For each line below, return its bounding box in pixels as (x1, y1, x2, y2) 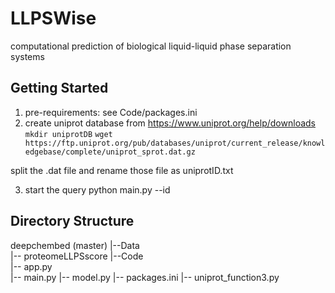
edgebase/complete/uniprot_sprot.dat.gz (24, 147, 196, 157)
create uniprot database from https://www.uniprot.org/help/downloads (24, 117, 316, 129)
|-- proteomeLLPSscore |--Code (10, 250, 144, 262)
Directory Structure (10, 213, 135, 230)
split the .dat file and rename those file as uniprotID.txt (10, 164, 234, 176)
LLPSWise (10, 7, 97, 30)
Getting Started (10, 80, 109, 97)
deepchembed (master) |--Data (10, 239, 140, 251)
